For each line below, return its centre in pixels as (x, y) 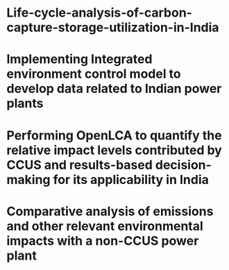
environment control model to (94, 74)
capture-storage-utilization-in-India (113, 27)
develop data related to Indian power (114, 89)
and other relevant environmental (105, 226)
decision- (184, 165)
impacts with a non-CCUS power (103, 241)
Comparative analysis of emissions (110, 211)
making (28, 179)
